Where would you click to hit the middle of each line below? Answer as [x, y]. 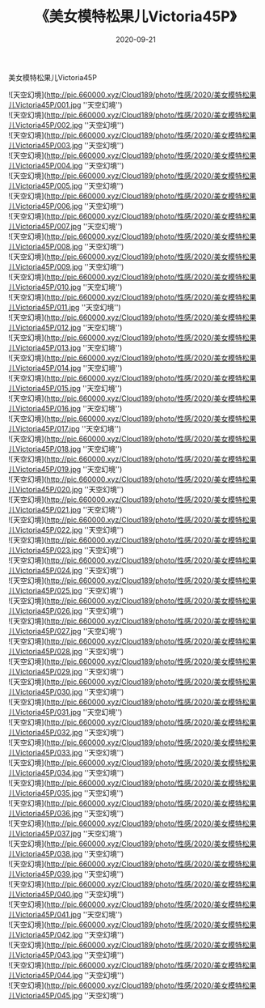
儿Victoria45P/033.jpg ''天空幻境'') [66, 752]
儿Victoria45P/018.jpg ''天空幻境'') [65, 449]
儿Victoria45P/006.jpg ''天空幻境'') [66, 206]
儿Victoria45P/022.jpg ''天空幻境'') [66, 530]
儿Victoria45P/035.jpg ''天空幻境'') [66, 793]
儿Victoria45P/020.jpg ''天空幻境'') [66, 489]
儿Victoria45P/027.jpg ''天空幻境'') [65, 631]
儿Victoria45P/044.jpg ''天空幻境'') [66, 975]
